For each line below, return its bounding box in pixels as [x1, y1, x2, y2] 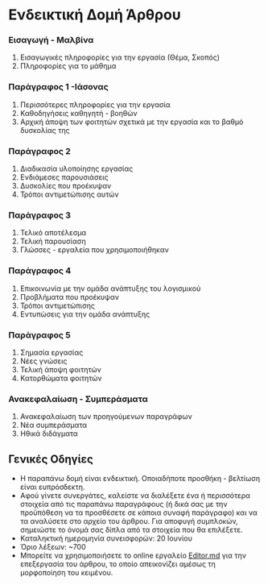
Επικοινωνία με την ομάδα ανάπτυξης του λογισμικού [19, 284, 201, 293]
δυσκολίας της [19, 125, 70, 135]
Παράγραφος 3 [8, 210, 71, 221]
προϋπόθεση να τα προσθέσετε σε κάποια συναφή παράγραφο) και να [19, 508, 258, 517]
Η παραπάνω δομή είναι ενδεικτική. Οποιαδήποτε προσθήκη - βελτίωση [19, 474, 260, 483]
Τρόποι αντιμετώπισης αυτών [19, 189, 119, 199]
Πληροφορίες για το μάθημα [19, 61, 117, 71]
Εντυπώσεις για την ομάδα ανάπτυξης [19, 309, 150, 319]
